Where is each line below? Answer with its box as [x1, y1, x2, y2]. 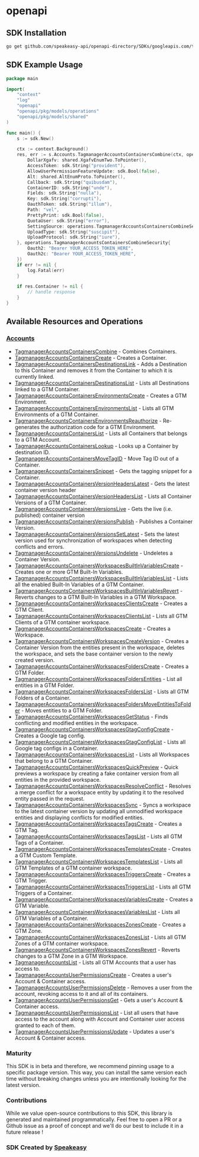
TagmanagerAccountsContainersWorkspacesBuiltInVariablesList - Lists [14, 574, 188, 581]
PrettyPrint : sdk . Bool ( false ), [27, 212, 105, 218]
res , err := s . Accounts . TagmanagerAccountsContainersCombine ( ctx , [17, 152, 184, 158]
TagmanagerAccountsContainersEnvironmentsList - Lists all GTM [14, 404, 174, 411]
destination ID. [14, 449, 50, 456]
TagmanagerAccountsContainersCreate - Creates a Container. [14, 354, 167, 361]
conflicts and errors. [14, 543, 65, 550]
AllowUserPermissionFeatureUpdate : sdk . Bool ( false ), [27, 168, 161, 174]
